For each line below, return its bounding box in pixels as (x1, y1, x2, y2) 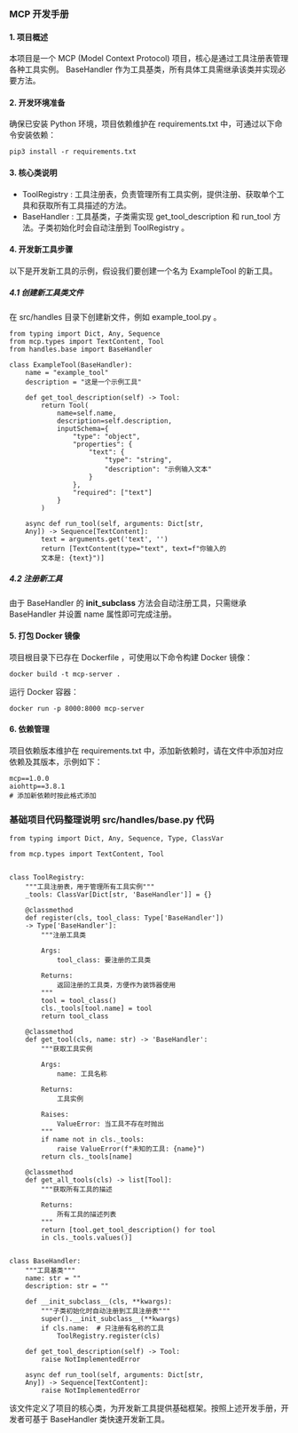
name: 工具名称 (56, 1070, 108, 1079)
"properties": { (72, 440, 133, 449)
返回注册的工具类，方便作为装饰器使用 (56, 981, 176, 990)
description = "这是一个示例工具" (25, 378, 142, 386)
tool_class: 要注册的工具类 (56, 956, 152, 965)
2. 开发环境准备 (9, 97, 66, 107)
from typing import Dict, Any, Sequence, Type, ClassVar (9, 834, 224, 843)
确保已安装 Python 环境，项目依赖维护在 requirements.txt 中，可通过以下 (9, 118, 275, 130)
